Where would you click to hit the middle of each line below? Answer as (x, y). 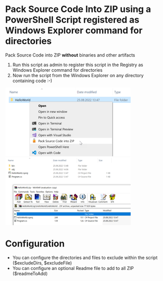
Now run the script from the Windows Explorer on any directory (78, 75)
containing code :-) (32, 81)
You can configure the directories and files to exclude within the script (85, 257)
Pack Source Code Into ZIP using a (78, 9)
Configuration (35, 244)
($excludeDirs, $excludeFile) (42, 263)
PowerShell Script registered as (72, 20)
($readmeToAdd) (30, 273)
